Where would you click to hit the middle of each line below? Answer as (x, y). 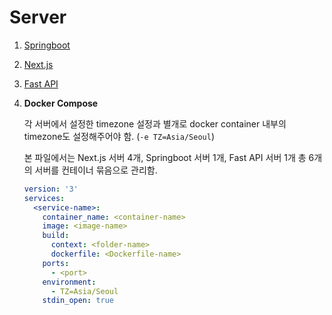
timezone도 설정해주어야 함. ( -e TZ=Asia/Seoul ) (119, 136)
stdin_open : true (78, 301)
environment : (69, 282)
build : (56, 236)
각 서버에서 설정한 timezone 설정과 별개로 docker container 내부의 (155, 123)
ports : (56, 263)
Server (38, 17)
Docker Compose (61, 103)
